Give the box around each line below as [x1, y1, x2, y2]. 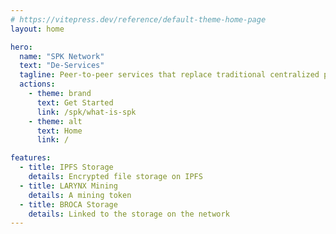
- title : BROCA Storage [19, 199, 118, 210]
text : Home [36, 126, 83, 136]
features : [10, 153, 52, 163]
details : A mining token [28, 190, 132, 200]
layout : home [10, 24, 65, 34]
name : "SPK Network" [19, 51, 105, 61]
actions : [19, 79, 56, 90]
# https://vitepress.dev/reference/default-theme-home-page [10, 14, 267, 25]
